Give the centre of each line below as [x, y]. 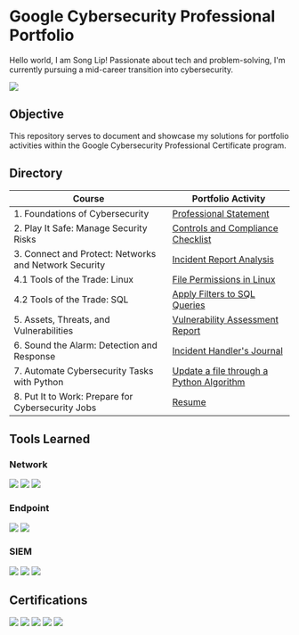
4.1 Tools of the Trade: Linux [74, 279]
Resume [189, 401]
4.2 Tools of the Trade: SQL [71, 299]
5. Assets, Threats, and [62, 319]
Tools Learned [50, 439]
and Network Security [59, 265]
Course [89, 198]
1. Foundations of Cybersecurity [81, 213]
